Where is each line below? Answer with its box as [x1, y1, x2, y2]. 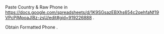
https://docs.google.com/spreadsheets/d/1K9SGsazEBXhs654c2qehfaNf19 [5, 9, 159, 15]
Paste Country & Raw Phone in [5, 4, 68, 10]
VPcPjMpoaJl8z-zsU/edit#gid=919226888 [5, 15, 92, 20]
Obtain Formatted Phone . [5, 24, 58, 30]
